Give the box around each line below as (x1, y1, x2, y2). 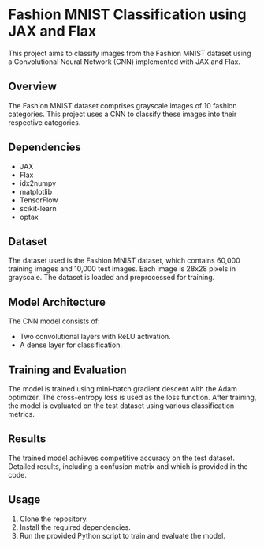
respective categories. (8, 117, 81, 127)
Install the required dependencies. (19, 522, 132, 531)
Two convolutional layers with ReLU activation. (19, 332, 171, 342)
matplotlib (19, 187, 53, 196)
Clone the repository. (19, 514, 88, 523)
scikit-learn (19, 203, 57, 213)
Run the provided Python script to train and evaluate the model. (19, 531, 226, 540)
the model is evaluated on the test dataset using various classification (8, 401, 235, 410)
